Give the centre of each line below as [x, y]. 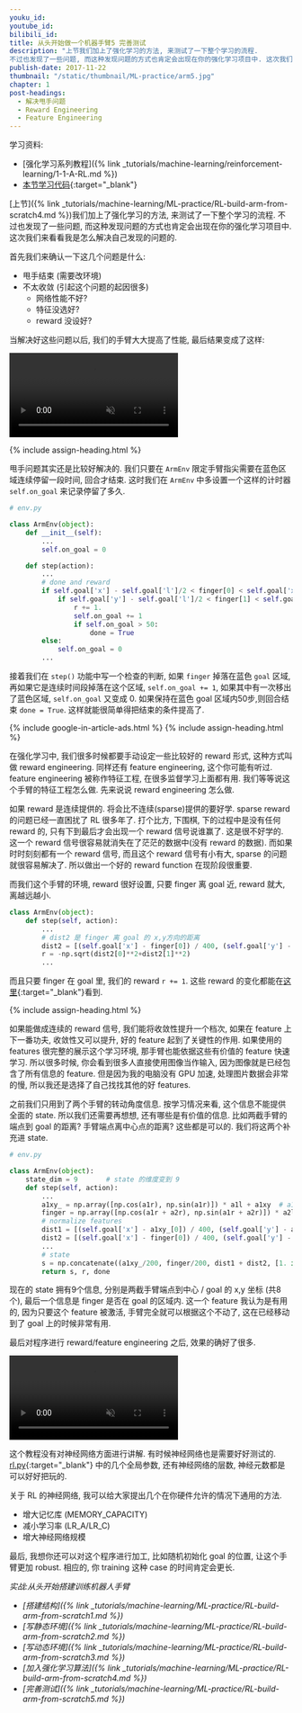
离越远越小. [31, 895]
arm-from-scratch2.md [66, 1637]
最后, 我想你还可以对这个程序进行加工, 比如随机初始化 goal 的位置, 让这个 [145, 1556]
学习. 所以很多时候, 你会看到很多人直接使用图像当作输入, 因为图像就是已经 [146, 1063]
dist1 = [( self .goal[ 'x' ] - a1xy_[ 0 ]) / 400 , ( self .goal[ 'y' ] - [164, 1230]
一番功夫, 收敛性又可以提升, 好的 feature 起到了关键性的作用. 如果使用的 [149, 1040]
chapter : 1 [30, 85]
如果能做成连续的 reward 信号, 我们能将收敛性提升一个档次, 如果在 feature [146, 1029]
